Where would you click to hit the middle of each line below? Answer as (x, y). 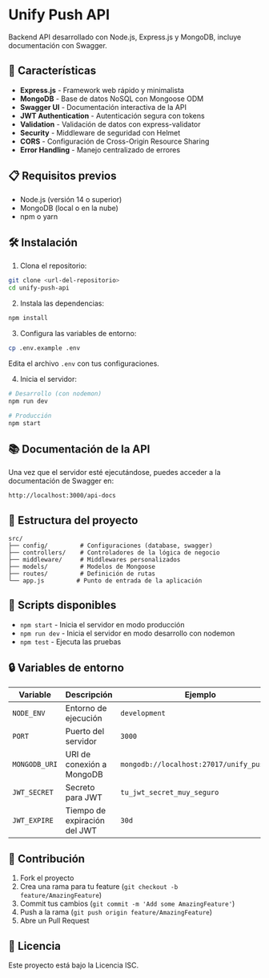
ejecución (84, 718)
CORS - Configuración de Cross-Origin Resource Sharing (114, 141)
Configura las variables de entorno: (78, 333)
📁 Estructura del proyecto (73, 520)
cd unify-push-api (39, 288)
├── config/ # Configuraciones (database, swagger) (111, 546)
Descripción (89, 694)
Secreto (80, 787)
